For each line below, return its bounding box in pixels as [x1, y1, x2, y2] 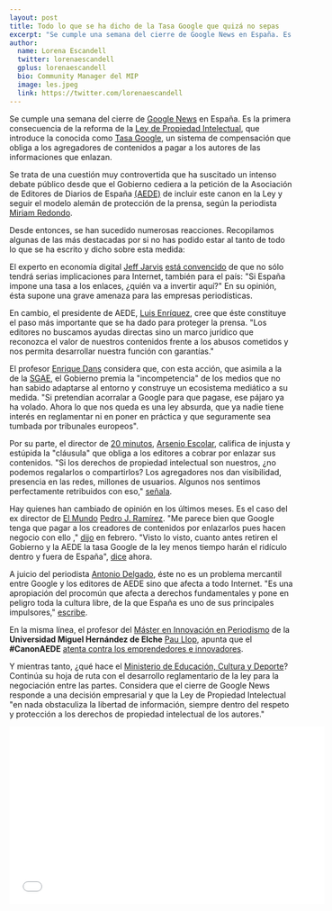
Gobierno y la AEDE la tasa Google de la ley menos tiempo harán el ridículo [9, 541, 288, 552]
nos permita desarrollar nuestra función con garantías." [9, 346, 214, 356]
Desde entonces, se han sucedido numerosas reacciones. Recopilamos [9, 224, 274, 235]
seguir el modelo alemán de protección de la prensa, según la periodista [9, 197, 277, 208]
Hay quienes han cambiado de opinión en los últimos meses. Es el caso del [9, 503, 288, 514]
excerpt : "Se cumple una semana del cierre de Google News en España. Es [9, 30, 292, 39]
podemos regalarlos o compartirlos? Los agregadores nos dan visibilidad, [9, 466, 282, 477]
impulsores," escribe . [9, 607, 88, 618]
